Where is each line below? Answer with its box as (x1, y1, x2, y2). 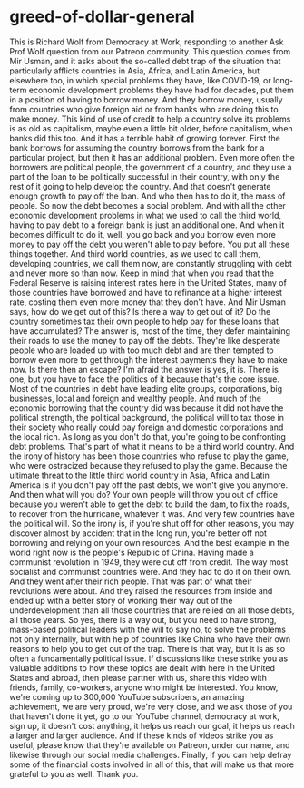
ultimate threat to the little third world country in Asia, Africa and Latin (9, 470, 270, 481)
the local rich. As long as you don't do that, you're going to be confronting (9, 431, 286, 442)
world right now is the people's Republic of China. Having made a (9, 547, 254, 558)
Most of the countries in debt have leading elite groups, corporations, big (9, 383, 283, 394)
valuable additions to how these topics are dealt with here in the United (9, 662, 275, 673)
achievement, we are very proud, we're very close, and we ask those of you (9, 701, 293, 712)
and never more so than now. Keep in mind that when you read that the (9, 268, 275, 278)
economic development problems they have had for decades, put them (28, 84, 295, 95)
